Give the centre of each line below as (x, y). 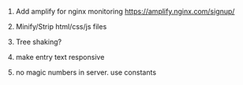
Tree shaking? (38, 42)
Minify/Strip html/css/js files (61, 26)
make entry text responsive (60, 57)
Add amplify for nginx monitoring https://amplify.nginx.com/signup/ (125, 11)
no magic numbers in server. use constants (86, 72)
